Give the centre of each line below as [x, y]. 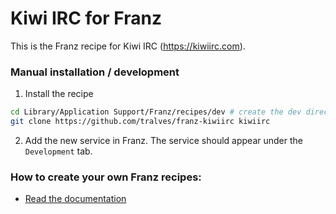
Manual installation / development [95, 72]
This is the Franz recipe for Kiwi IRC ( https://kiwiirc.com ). [128, 46]
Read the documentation [75, 199]
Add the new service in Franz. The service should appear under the [163, 140]
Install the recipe [59, 94]
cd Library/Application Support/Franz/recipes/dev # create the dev [156, 112]
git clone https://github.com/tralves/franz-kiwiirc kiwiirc [140, 122]
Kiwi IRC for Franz [86, 18]
